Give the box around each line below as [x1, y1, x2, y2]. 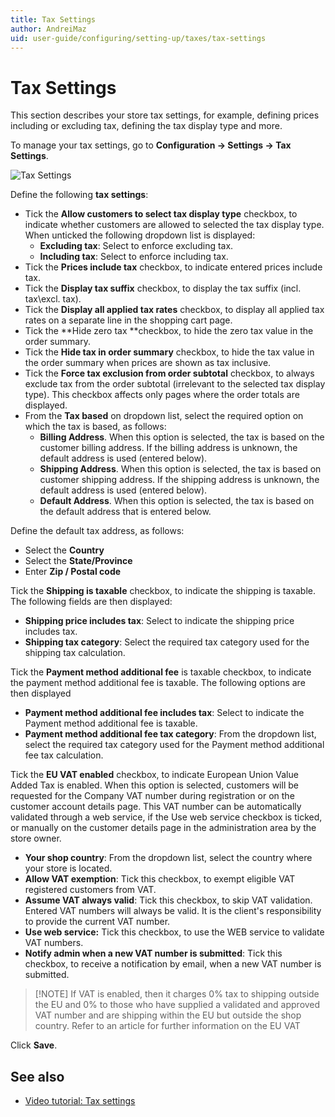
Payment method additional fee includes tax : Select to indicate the [24, 707, 305, 719]
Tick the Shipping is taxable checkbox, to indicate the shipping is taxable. [10, 585, 316, 597]
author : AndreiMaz [10, 24, 87, 34]
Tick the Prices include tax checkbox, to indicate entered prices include [24, 261, 323, 273]
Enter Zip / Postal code [24, 566, 122, 578]
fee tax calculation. [24, 749, 104, 761]
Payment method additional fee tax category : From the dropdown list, [24, 728, 317, 740]
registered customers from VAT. [24, 884, 157, 896]
